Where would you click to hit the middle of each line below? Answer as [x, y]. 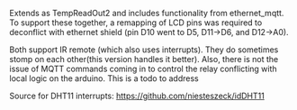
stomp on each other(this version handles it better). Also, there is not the [144, 59]
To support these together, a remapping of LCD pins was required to [136, 23]
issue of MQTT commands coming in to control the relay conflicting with [143, 69]
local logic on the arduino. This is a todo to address [104, 78]
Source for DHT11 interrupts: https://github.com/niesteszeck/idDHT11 [137, 96]
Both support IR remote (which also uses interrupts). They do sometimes [144, 50]
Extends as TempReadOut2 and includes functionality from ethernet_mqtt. [147, 13]
